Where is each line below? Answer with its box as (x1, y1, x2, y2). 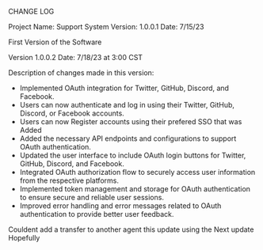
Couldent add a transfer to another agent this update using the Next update (8, 225, 254, 234)
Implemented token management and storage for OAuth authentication (19, 184, 251, 193)
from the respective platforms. (19, 176, 119, 185)
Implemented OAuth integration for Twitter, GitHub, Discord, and (19, 83, 230, 93)
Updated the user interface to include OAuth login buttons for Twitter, (19, 150, 246, 160)
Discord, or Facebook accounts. (19, 108, 124, 118)
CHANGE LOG (8, 7, 55, 16)
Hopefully (8, 233, 40, 242)
